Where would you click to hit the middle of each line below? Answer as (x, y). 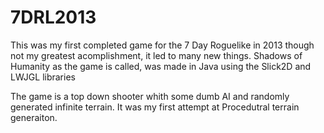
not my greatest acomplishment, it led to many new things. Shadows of (156, 55)
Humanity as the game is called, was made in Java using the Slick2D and (161, 66)
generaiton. (34, 117)
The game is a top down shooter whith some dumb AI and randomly (150, 96)
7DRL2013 (53, 17)
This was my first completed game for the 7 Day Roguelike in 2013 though (162, 45)
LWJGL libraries (43, 77)
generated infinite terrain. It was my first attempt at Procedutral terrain (155, 107)
